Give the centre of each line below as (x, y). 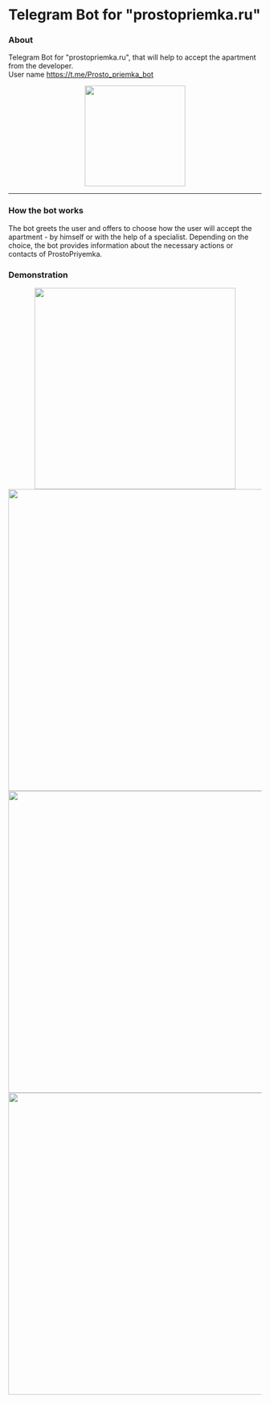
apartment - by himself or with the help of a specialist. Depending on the (129, 237)
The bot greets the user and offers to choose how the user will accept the (130, 228)
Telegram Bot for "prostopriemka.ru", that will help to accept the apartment (132, 57)
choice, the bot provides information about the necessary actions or (121, 245)
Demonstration (38, 274)
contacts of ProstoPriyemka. (55, 254)
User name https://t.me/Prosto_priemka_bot (81, 75)
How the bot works (46, 211)
